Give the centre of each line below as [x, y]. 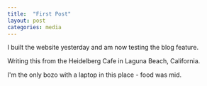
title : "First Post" [39, 14]
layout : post [27, 21]
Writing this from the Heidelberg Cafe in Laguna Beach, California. [104, 61]
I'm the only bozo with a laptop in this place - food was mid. [95, 75]
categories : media [34, 27]
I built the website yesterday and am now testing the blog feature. [103, 48]
